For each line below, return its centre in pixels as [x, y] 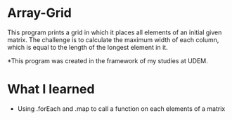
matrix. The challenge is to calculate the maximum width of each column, [113, 39]
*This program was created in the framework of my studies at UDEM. [108, 60]
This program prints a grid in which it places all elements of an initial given [115, 32]
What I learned [51, 89]
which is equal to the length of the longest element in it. [88, 47]
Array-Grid [39, 13]
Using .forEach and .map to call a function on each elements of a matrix [121, 108]
